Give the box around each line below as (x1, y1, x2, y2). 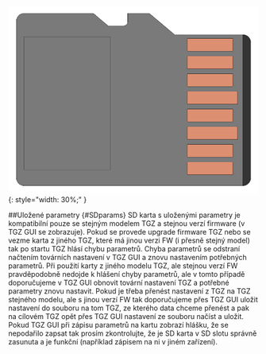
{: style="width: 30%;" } (8, 194, 87, 204)
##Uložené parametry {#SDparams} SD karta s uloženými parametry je (8, 210, 241, 220)
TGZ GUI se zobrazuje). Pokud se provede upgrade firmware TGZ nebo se (8, 227, 252, 236)
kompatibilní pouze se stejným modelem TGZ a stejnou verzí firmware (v (8, 218, 245, 228)
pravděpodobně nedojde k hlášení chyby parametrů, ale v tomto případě (8, 269, 245, 278)
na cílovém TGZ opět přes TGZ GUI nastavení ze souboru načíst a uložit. (8, 311, 244, 321)
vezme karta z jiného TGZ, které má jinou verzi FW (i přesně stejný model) (8, 235, 250, 245)
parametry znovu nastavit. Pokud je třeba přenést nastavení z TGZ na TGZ (8, 286, 252, 296)
